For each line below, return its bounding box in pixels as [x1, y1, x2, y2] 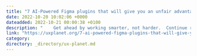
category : [6, 36, 30, 41]
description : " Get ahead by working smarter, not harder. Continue [6, 24, 188, 31]
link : [6, 30, 19, 36]
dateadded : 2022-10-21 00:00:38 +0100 [6, 19, 101, 25]
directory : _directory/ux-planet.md [6, 41, 96, 47]
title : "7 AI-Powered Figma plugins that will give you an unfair [6, 8, 172, 15]
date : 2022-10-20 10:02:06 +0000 [6, 14, 88, 20]
